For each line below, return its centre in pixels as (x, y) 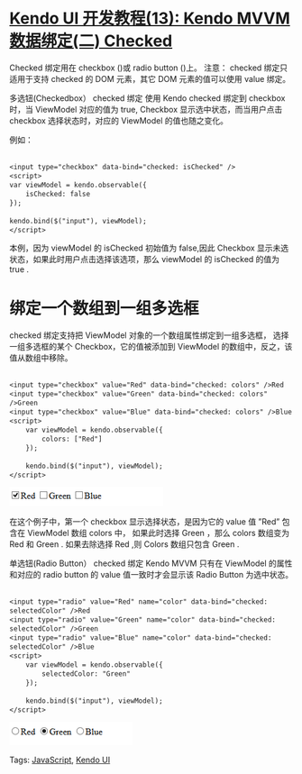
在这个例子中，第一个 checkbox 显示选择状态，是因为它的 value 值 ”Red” (145, 521)
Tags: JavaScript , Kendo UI (60, 760)
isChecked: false (58, 194)
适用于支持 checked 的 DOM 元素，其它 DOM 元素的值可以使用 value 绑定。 (150, 78)
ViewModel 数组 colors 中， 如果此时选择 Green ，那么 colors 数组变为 (158, 533)
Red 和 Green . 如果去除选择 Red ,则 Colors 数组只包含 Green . (124, 544)
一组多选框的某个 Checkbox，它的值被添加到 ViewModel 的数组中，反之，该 (151, 346)
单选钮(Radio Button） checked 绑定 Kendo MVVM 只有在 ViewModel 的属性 (151, 563)
